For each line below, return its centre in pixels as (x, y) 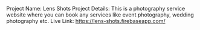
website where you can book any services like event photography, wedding (100, 15)
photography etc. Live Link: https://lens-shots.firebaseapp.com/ (86, 21)
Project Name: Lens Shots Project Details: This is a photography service (96, 9)
